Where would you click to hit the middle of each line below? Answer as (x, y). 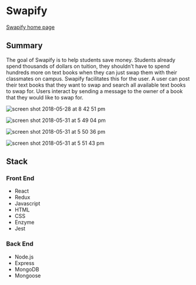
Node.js (24, 257)
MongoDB (27, 269)
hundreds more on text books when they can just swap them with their (92, 72)
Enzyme (24, 223)
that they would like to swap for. (45, 97)
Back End (20, 244)
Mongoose (28, 276)
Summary (24, 46)
